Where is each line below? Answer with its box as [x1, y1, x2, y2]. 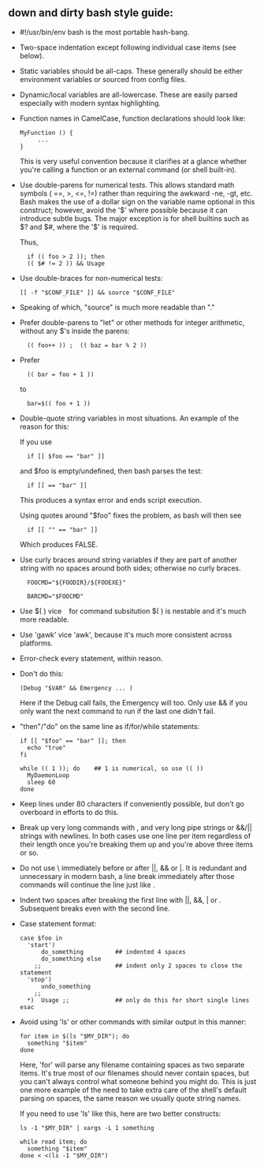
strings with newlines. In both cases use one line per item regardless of [19, 831, 251, 840]
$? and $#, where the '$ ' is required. [19, 222, 139, 231]
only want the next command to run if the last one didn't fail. [19, 706, 215, 716]
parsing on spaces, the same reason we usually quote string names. [19, 1093, 242, 1103]
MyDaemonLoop [27, 771, 70, 780]
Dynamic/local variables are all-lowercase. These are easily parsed [19, 90, 238, 99]
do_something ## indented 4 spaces [40, 948, 187, 956]
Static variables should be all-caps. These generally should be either [19, 66, 243, 76]
